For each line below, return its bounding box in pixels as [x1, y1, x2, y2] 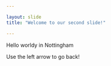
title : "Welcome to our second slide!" [6, 19, 106, 26]
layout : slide [6, 14, 42, 20]
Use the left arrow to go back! [6, 53, 80, 60]
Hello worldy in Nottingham [6, 41, 74, 49]
